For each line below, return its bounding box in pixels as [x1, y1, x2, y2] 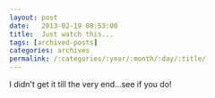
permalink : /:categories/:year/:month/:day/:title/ [9, 54, 206, 63]
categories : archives [9, 46, 90, 55]
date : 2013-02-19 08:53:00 [9, 21, 118, 30]
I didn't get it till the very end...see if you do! [9, 79, 172, 89]
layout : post [9, 12, 58, 22]
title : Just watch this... [9, 29, 115, 38]
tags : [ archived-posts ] [9, 37, 99, 47]
